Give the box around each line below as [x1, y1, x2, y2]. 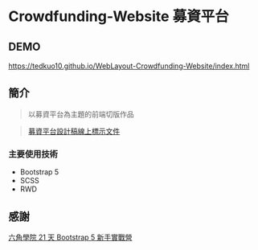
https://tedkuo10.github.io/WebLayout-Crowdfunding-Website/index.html [8, 61, 250, 71]
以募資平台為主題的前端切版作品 [27, 109, 134, 119]
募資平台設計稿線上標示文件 [27, 126, 121, 136]
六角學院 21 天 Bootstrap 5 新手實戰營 [8, 232, 133, 242]
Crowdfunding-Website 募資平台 [8, 7, 229, 26]
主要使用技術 [8, 148, 59, 159]
